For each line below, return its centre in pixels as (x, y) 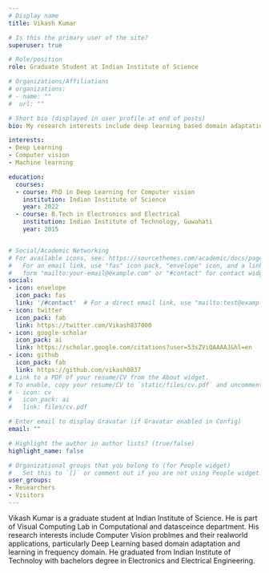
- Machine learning (41, 163)
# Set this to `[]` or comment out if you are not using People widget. (136, 473)
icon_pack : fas (41, 296)
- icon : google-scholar (48, 333)
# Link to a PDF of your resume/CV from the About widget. (109, 377)
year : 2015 (41, 229)
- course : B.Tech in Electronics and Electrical (98, 214)
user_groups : (30, 480)
